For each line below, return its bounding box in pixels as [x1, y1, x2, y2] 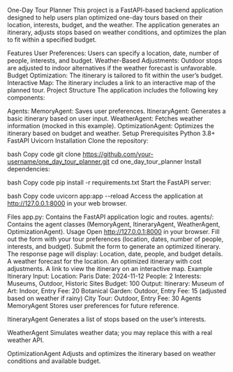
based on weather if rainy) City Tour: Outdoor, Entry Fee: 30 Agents [7, 294, 202, 302]
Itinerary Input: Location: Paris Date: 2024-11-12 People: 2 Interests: [7, 272, 202, 280]
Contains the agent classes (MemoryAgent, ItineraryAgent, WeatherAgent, [7, 220, 220, 228]
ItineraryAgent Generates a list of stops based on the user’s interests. [7, 315, 206, 323]
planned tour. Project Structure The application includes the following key [7, 86, 218, 94]
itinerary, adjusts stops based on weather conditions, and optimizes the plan [7, 28, 227, 36]
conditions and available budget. [7, 357, 101, 365]
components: [7, 93, 45, 102]
